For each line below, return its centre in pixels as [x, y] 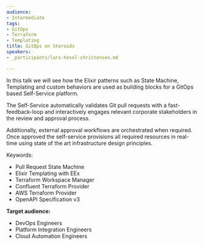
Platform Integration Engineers [53, 229]
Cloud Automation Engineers [51, 236]
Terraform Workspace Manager [55, 180]
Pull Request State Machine [50, 166]
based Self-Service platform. [43, 93]
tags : [13, 23]
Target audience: [28, 211]
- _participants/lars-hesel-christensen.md [62, 58]
